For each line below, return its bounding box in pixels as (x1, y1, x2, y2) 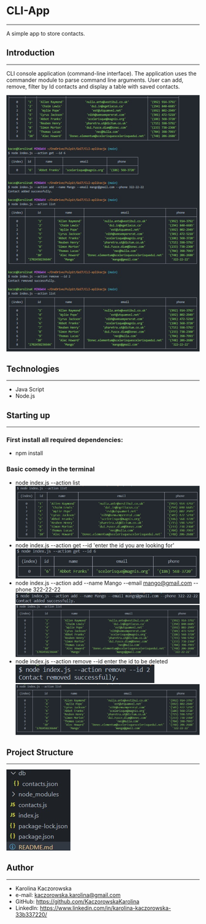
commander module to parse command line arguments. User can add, (6, 76, 184, 84)
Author (6, 863, 34, 873)
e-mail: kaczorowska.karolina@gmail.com (15, 891, 121, 898)
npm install (15, 449, 44, 457)
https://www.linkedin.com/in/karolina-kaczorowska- (39, 904, 172, 912)
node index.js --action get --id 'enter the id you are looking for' (15, 542, 175, 549)
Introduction (6, 47, 55, 58)
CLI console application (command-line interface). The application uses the (6, 69, 197, 77)
